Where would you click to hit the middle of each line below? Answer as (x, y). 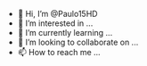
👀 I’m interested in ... (55, 23)
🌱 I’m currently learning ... (65, 33)
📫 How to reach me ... (59, 52)
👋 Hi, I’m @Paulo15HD (57, 14)
